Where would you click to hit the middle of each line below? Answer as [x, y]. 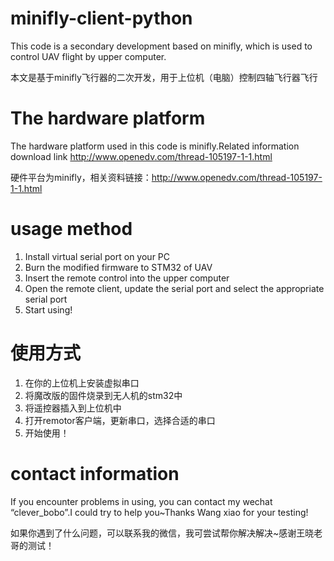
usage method [71, 229]
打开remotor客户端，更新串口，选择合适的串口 [120, 420]
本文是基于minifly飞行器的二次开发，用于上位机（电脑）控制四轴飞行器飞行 [164, 77]
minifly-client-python [101, 18]
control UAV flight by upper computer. [88, 56]
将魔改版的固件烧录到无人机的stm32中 [103, 395]
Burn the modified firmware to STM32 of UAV [118, 267]
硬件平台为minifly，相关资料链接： [81, 177]
